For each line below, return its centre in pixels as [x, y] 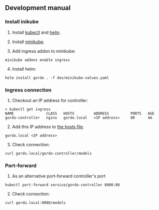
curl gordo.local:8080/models [36, 203]
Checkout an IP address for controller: [50, 100]
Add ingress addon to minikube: [44, 51]
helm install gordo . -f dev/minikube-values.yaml [57, 78]
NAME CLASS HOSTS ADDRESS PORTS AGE [80, 113]
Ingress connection [28, 90]
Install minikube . [28, 42]
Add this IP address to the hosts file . [48, 127]
